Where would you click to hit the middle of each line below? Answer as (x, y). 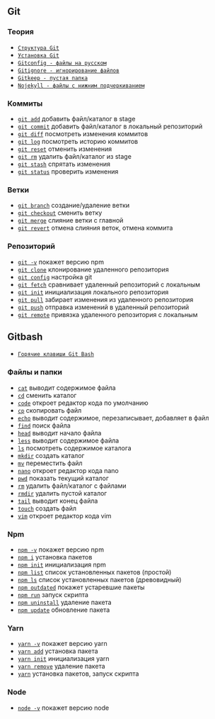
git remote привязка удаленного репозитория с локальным (107, 314)
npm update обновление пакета (64, 610)
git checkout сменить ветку (60, 213)
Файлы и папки (35, 372)
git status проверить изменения (68, 171)
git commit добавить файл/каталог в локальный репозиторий (110, 126)
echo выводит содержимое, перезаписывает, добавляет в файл (113, 418)
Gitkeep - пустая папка (53, 78)
